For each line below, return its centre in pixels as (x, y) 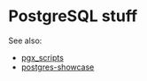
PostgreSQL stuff (73, 16)
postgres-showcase (58, 67)
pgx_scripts (42, 57)
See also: (25, 40)
